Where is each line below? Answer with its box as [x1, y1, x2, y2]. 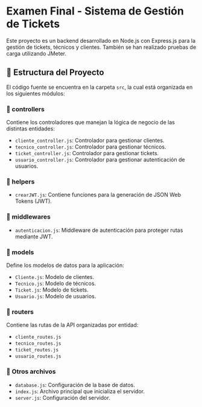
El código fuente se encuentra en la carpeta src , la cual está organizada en [6, 83, 193, 91]
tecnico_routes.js [14, 341, 62, 347]
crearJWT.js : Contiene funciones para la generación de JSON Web [14, 191, 181, 199]
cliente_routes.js [14, 334, 62, 341]
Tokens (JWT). [14, 197, 52, 205]
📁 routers [6, 307, 34, 316]
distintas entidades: [6, 125, 55, 132]
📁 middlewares [6, 213, 51, 221]
